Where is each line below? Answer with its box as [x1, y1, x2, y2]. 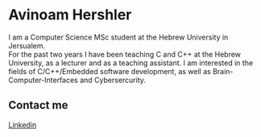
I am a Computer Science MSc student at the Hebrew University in [8, 32, 229, 42]
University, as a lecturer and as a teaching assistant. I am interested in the [8, 58, 254, 68]
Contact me [8, 98, 68, 112]
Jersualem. [8, 40, 46, 50]
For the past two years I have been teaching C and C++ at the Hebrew [8, 49, 242, 59]
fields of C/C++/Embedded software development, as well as [8, 66, 211, 76]
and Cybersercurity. [79, 75, 147, 85]
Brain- [212, 66, 234, 76]
